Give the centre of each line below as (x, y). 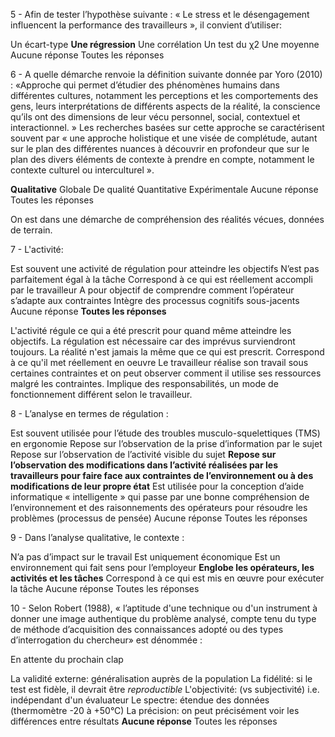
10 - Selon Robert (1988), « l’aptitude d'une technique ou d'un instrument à (164, 608)
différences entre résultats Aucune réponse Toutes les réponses (144, 721)
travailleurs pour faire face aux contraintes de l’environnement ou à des (162, 475)
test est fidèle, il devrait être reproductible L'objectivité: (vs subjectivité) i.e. (165, 689)
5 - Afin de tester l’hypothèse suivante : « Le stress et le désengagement (160, 14)
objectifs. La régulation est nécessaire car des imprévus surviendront (153, 341)
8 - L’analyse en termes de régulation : (89, 413)
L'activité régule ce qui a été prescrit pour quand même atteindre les (151, 330)
